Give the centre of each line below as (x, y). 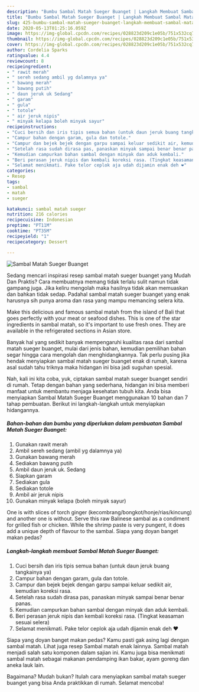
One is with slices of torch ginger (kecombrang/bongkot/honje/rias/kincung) (99, 513)
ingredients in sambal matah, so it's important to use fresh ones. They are (96, 324)
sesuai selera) (32, 622)
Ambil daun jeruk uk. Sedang (50, 469)
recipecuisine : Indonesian (40, 220)
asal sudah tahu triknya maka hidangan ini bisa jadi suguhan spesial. (90, 367)
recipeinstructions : (32, 127)
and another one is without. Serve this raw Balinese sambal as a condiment (98, 519)
